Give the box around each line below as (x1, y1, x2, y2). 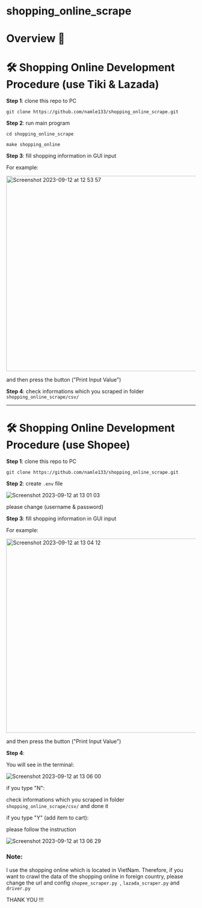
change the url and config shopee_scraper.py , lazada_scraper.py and (6, 879, 180, 886)
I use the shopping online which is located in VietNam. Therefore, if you (6, 866, 183, 874)
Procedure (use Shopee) (6, 438, 130, 452)
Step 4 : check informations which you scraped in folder (6, 388, 144, 395)
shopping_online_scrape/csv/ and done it (6, 803, 109, 810)
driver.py (6, 885, 31, 892)
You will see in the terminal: (6, 761, 75, 768)
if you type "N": (6, 785, 45, 792)
